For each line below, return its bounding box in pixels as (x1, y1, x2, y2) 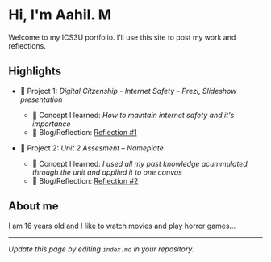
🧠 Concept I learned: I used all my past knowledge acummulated (31, 158, 248, 168)
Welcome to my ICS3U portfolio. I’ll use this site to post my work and (8, 32, 236, 42)
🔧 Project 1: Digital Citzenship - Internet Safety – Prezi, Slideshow (19, 86, 237, 95)
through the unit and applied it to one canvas (31, 167, 183, 177)
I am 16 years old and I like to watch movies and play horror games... (8, 221, 236, 230)
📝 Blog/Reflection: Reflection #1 (31, 127, 137, 137)
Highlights (8, 65, 62, 78)
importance (31, 119, 71, 129)
